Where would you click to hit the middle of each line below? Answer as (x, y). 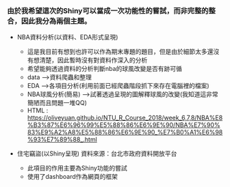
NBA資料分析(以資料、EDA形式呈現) (67, 37)
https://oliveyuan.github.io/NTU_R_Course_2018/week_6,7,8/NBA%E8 (125, 118)
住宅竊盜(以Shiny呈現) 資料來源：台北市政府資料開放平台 (97, 154)
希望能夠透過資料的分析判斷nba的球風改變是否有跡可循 (105, 69)
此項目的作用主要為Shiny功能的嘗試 (77, 168)
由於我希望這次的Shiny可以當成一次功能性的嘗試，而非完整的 (108, 10)
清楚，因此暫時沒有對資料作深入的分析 (93, 60)
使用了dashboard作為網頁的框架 (73, 177)
